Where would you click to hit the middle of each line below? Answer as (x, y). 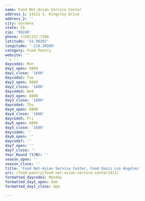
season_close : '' (23, 164)
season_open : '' (21, 159)
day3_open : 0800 (21, 96)
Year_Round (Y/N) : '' (27, 155)
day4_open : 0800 (21, 110)
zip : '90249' (18, 32)
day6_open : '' (20, 137)
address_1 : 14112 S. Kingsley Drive (42, 14)
